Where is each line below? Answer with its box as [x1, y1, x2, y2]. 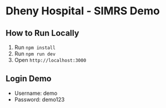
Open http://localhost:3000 [14, 57, 87, 63]
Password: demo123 [14, 95, 65, 103]
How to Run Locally [5, 28, 79, 38]
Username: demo [14, 90, 58, 97]
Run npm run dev [14, 50, 56, 57]
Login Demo [5, 73, 52, 84]
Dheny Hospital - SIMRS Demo [5, 4, 160, 18]
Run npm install [14, 44, 56, 51]
